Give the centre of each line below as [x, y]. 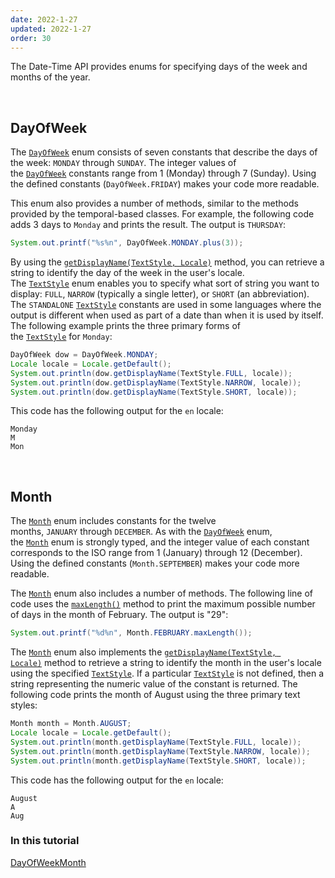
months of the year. [50, 77]
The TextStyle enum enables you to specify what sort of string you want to [165, 283]
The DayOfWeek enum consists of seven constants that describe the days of [164, 152]
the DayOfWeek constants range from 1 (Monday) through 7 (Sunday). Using [163, 173]
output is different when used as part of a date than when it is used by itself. [167, 315]
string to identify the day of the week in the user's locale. [127, 273]
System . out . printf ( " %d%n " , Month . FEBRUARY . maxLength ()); [131, 633]
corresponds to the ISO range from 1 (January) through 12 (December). [156, 553]
